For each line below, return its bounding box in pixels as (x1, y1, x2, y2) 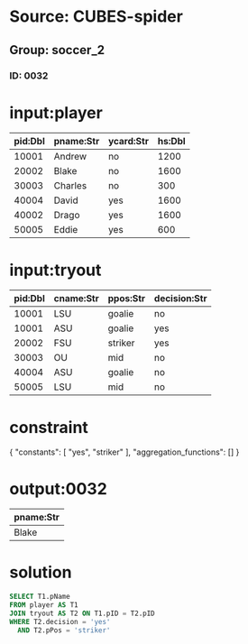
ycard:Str (107, 135, 149, 148)
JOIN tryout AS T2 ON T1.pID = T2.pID (9, 609, 155, 618)
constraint (9, 417, 88, 437)
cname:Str (53, 292, 99, 305)
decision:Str (153, 292, 207, 305)
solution (9, 562, 72, 583)
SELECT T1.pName (9, 593, 70, 602)
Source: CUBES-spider (9, 6, 183, 27)
